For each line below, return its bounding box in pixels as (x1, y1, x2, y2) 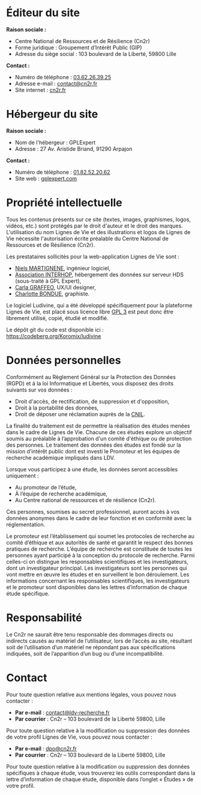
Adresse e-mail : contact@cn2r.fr (14, 80, 98, 87)
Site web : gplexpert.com (14, 175, 77, 182)
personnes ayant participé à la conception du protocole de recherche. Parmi (6, 551, 195, 558)
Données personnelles (6, 354, 121, 367)
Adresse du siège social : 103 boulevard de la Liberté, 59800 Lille (14, 50, 177, 57)
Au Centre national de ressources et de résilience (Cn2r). (14, 496, 157, 504)
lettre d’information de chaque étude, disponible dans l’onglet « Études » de (6, 775, 194, 783)
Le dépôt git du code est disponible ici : (6, 326, 104, 333)
